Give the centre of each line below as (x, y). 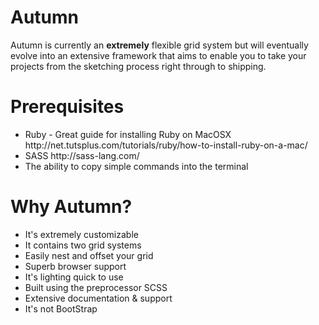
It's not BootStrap (61, 308)
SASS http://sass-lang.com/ (82, 155)
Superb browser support (75, 266)
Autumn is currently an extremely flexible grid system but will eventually (159, 45)
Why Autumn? (71, 207)
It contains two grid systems (83, 245)
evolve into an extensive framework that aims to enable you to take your (158, 55)
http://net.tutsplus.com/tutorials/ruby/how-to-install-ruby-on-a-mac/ (166, 145)
